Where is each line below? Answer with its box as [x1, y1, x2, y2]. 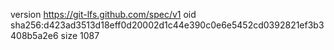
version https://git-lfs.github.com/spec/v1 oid [10, 9, 197, 20]
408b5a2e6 [10, 30, 59, 41]
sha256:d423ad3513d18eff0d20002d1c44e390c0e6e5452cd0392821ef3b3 [10, 19, 325, 31]
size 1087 [60, 30, 100, 41]
